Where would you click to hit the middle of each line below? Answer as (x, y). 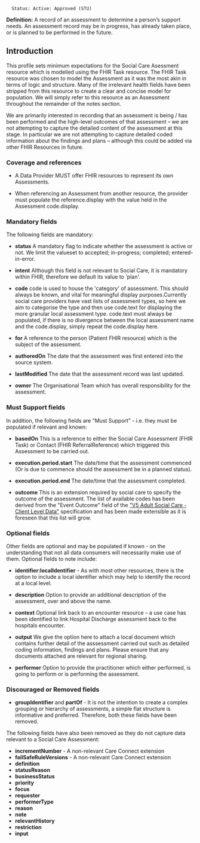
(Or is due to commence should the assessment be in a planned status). (103, 469)
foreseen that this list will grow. (53, 518)
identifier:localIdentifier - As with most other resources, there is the (99, 570)
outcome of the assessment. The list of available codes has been (95, 499)
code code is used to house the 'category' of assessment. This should (101, 288)
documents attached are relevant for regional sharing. (81, 656)
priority (24, 783)
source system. (34, 362)
